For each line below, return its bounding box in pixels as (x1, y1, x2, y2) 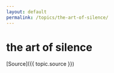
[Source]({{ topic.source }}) (6, 60, 75, 68)
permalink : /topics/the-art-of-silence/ (6, 14, 109, 21)
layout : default (6, 8, 47, 15)
